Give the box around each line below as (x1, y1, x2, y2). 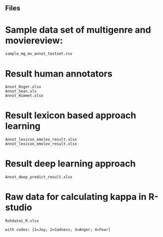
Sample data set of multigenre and (5, 24, 151, 36)
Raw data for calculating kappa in (5, 191, 146, 202)
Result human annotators (5, 68, 112, 79)
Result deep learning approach (5, 158, 136, 169)
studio (5, 202, 32, 213)
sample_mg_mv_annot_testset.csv (5, 51, 72, 57)
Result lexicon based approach (5, 110, 136, 121)
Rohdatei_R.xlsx (5, 218, 39, 223)
